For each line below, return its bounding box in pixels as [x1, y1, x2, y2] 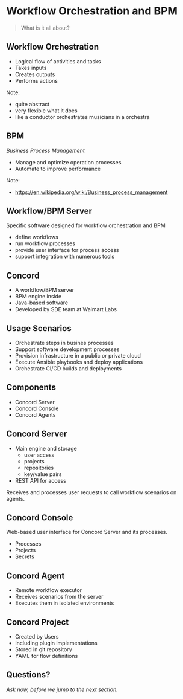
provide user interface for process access [14, 246, 119, 254]
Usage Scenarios [6, 323, 72, 333]
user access [23, 451, 55, 459]
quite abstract [14, 100, 50, 108]
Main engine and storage [14, 445, 77, 452]
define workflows [14, 234, 58, 241]
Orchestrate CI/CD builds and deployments [14, 365, 122, 372]
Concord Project [6, 617, 69, 627]
